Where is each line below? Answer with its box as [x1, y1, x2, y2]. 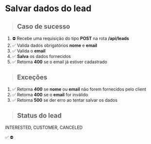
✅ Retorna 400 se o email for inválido [12, 91, 88, 97]
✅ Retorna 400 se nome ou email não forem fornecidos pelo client [12, 86, 147, 92]
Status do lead [17, 111, 62, 120]
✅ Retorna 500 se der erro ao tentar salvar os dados [12, 97, 117, 103]
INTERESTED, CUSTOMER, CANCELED [5, 125, 83, 130]
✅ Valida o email [12, 48, 46, 54]
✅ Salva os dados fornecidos [12, 54, 71, 59]
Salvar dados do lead [5, 3, 92, 14]
